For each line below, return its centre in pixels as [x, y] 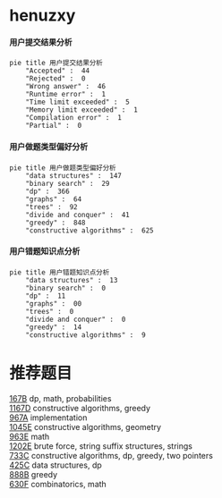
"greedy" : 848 [56, 223]
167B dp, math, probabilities [60, 398]
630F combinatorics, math [58, 484]
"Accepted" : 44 [58, 71]
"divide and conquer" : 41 [77, 215]
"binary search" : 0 [65, 288]
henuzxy [43, 16]
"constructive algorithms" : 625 [90, 230]
